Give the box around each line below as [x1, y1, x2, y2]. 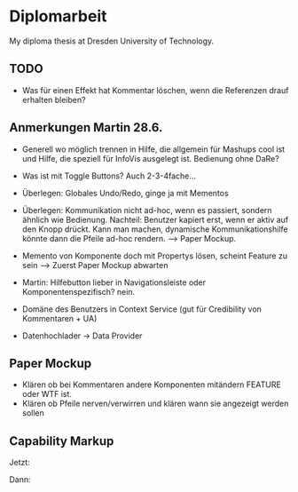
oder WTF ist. [21, 389, 73, 400]
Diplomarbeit [9, 6, 108, 27]
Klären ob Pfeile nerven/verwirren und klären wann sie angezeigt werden [21, 398, 289, 409]
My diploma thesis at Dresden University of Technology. [9, 36, 215, 46]
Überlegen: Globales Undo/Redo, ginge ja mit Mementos [21, 187, 229, 198]
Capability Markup [9, 433, 114, 448]
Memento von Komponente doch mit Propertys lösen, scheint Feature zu [21, 250, 288, 261]
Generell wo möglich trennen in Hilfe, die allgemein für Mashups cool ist [21, 144, 286, 155]
